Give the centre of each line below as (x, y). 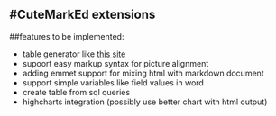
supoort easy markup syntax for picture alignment (115, 63)
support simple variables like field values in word (113, 82)
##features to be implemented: (67, 36)
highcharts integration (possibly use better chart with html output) (145, 102)
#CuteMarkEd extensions (83, 15)
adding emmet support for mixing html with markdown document (143, 73)
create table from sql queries (76, 92)
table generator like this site (74, 54)
